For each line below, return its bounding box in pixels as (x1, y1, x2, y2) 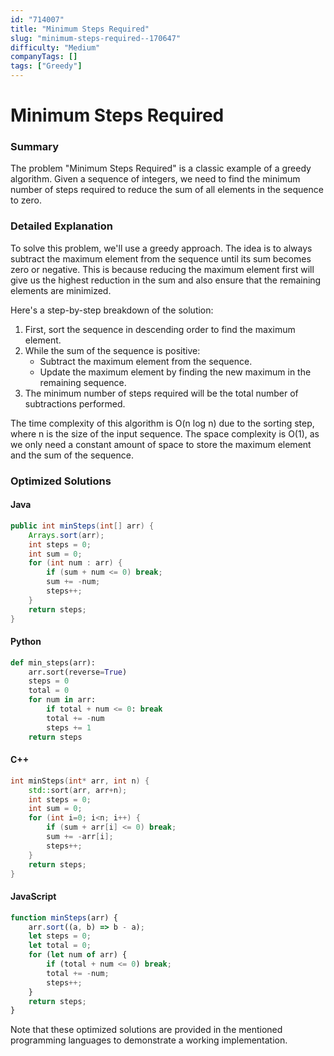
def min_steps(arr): (10, 657, 97, 668)
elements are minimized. (10, 284, 112, 296)
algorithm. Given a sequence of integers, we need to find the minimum (10, 173, 301, 185)
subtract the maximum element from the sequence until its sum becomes (10, 252, 312, 265)
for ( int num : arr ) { (28, 558, 123, 568)
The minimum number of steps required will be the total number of (24, 387, 299, 399)
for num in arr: (28, 695, 97, 705)
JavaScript (10, 891, 57, 903)
